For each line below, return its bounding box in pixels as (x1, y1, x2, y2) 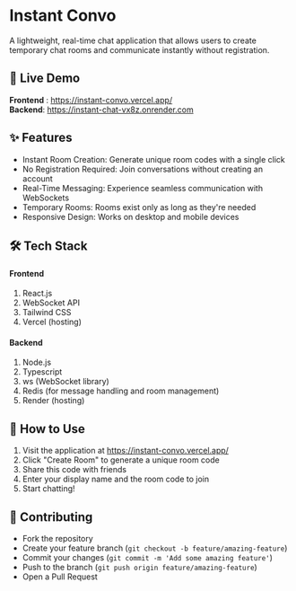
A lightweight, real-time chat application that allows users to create (9, 35, 257, 46)
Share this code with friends (22, 464, 127, 475)
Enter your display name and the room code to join (22, 473, 209, 485)
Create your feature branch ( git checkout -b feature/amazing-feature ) (22, 542, 288, 553)
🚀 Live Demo (9, 71, 81, 86)
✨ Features (9, 130, 73, 146)
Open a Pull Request (22, 571, 99, 582)
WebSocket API (22, 297, 81, 308)
